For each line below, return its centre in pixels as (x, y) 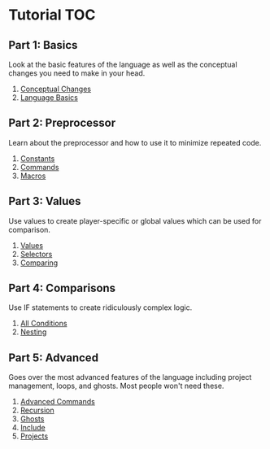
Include (33, 428)
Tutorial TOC (52, 15)
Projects (34, 436)
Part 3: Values (45, 201)
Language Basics (49, 98)
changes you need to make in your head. (77, 73)
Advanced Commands (57, 402)
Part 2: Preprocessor (62, 123)
